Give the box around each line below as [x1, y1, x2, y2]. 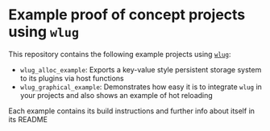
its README [8, 114, 48, 124]
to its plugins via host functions [19, 73, 124, 83]
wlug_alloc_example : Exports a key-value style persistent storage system [19, 64, 262, 74]
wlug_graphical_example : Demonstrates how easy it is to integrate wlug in [19, 82, 262, 92]
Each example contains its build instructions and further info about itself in [8, 106, 255, 116]
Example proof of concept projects [8, 6, 246, 24]
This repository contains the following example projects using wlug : [8, 49, 231, 59]
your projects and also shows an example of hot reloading [19, 90, 214, 100]
